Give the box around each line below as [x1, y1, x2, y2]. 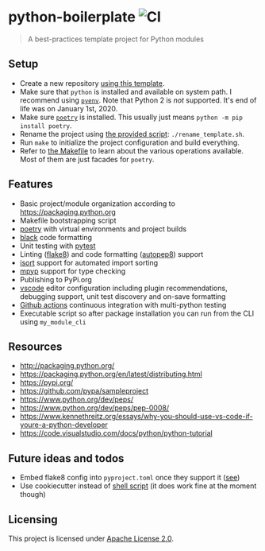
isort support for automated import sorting [19, 258, 159, 267]
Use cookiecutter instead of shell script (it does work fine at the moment [19, 481, 257, 491]
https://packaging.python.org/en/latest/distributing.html [19, 370, 202, 379]
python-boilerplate [8, 8, 136, 26]
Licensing [8, 513, 58, 526]
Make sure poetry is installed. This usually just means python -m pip [19, 112, 244, 122]
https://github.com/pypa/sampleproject [19, 386, 149, 396]
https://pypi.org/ [19, 378, 74, 387]
